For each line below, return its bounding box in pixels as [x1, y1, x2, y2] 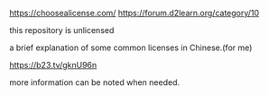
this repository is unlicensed [9, 25, 115, 35]
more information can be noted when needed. [9, 77, 181, 88]
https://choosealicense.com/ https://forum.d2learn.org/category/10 [9, 8, 260, 18]
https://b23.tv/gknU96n [9, 60, 97, 70]
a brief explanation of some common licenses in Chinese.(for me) [9, 42, 253, 53]
